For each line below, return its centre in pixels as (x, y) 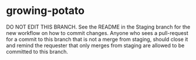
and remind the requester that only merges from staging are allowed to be (95, 45)
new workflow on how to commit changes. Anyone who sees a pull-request (97, 33)
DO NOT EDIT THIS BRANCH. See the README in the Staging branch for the (98, 27)
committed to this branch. (37, 51)
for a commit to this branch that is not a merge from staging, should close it (97, 39)
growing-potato (45, 11)
